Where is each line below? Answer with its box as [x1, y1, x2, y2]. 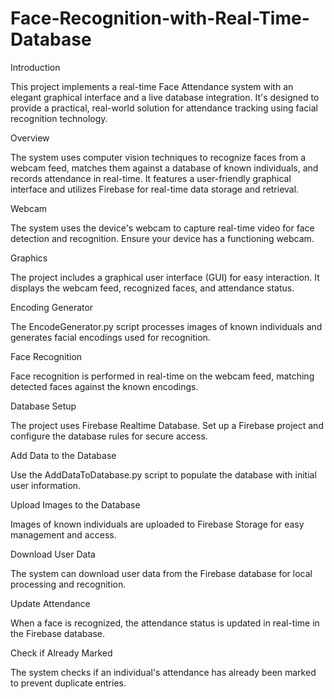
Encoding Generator [10, 301, 94, 313]
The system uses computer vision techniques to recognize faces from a [10, 151, 307, 163]
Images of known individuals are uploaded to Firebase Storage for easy [10, 518, 305, 530]
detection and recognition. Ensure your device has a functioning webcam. [10, 232, 315, 244]
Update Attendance [10, 597, 91, 609]
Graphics [10, 252, 48, 264]
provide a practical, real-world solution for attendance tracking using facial [10, 102, 318, 114]
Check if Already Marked [10, 647, 113, 659]
